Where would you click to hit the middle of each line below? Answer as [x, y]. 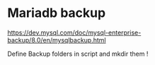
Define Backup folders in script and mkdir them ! [78, 54]
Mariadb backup [57, 13]
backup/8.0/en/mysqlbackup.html [57, 40]
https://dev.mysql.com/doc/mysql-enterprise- [74, 32]
